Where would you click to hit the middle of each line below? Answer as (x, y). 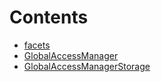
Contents (49, 17)
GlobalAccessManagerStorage (87, 66)
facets (37, 45)
